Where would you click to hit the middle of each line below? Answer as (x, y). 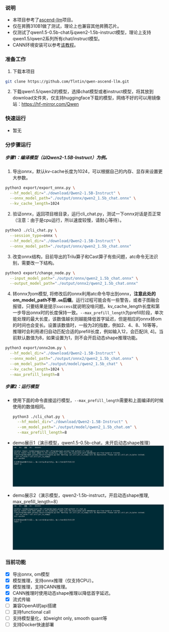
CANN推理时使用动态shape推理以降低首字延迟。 (63, 593)
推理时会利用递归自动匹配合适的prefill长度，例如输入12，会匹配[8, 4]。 (86, 332)
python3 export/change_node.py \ (40, 273)
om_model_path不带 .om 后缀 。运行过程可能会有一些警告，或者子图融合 (86, 300)
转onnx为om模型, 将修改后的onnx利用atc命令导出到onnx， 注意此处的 (84, 294)
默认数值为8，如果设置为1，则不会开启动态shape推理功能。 (78, 338)
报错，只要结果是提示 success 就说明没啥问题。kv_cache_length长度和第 (86, 306)
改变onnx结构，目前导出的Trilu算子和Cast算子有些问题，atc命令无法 (83, 256)
